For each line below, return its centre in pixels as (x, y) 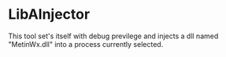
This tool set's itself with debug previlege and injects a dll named (113, 36)
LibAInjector (49, 14)
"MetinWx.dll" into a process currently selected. (86, 44)
